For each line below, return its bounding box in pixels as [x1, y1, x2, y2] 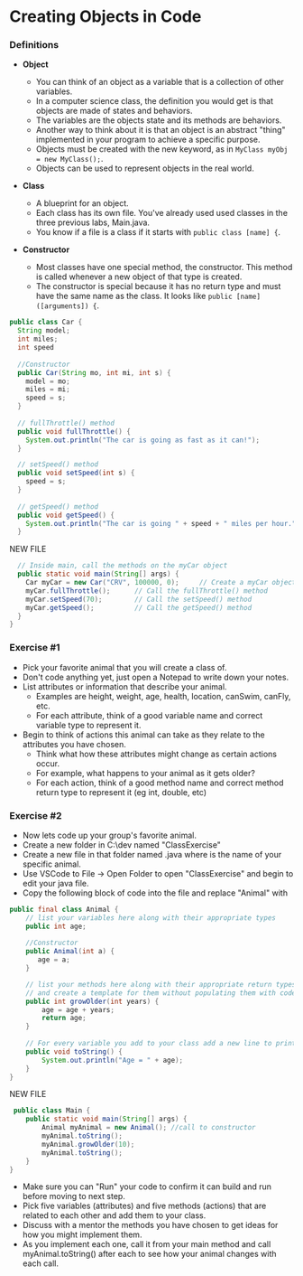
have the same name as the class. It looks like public [35, 291, 233, 302]
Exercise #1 [9, 642, 60, 654]
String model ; [17, 326, 70, 335]
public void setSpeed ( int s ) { [17, 468, 135, 478]
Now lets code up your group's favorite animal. [22, 830, 197, 840]
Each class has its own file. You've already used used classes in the [35, 208, 289, 219]
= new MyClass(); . [35, 154, 104, 164]
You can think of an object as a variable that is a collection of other [35, 77, 284, 88]
